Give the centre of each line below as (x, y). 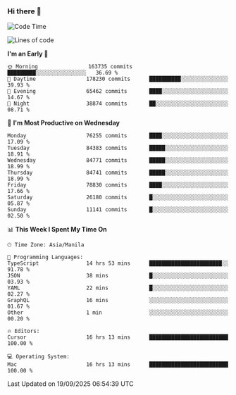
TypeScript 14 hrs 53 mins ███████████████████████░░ (118, 263)
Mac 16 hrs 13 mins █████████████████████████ (118, 365)
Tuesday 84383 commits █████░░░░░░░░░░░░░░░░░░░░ (118, 148)
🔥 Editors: (24, 331)
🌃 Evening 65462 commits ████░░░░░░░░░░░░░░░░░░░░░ (118, 92)
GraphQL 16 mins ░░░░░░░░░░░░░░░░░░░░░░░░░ (118, 301)
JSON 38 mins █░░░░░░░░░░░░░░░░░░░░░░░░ (118, 276)
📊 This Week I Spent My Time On (57, 230)
